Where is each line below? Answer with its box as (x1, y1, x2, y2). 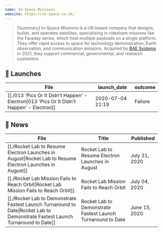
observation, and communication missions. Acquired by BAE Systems (16, 45, 156, 51)
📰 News (5, 120, 29, 129)
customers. (16, 56, 40, 61)
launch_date (98, 84, 127, 91)
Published (131, 135, 155, 142)
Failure (134, 98, 150, 105)
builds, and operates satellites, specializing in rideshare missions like (16, 30, 155, 36)
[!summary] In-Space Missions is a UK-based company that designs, (16, 25, 154, 30)
